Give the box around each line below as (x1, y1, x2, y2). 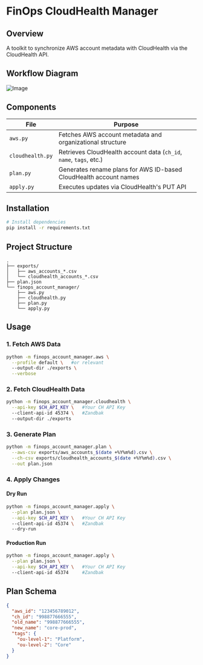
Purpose (114, 120, 139, 129)
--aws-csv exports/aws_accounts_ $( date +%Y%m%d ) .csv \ (11, 450, 153, 456)
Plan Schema (6, 586, 57, 596)
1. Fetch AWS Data (6, 340, 61, 349)
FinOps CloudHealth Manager (6, 4, 158, 18)
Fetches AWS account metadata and (58, 130, 162, 139)
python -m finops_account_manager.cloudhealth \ (6, 399, 131, 405)
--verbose (11, 371, 36, 377)
